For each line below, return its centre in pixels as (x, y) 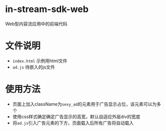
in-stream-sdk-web (47, 9)
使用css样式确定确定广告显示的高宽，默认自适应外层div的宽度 (76, 116)
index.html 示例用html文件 (40, 61)
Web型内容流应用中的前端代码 (36, 24)
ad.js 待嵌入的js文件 (34, 67)
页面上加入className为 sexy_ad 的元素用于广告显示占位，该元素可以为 (85, 104)
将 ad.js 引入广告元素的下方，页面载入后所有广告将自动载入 (73, 123)
